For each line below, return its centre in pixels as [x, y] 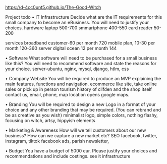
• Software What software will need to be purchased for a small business [81, 58]
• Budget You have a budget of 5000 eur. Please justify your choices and [81, 151]
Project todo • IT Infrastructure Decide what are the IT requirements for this [84, 17]
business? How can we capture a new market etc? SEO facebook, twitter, [81, 135]
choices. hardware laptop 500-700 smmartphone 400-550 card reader [79, 28]
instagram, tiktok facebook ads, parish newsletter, [57, 141]
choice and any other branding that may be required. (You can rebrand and [83, 110]
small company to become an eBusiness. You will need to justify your [77, 22]
